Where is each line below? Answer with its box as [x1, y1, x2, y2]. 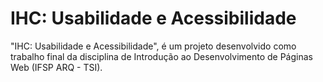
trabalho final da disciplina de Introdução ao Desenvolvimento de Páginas [10, 50, 313, 62]
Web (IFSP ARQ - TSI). [10, 61, 103, 73]
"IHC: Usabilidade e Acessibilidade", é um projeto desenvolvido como [10, 40, 297, 52]
